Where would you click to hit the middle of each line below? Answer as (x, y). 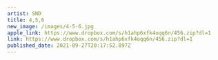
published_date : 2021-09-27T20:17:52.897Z (69, 46)
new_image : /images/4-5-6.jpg (51, 26)
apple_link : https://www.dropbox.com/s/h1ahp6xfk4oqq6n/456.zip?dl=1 (109, 33)
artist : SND (24, 13)
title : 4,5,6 (26, 20)
